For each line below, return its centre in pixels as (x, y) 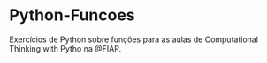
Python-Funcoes (72, 15)
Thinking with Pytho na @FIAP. (65, 48)
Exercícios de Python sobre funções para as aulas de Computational (134, 39)
